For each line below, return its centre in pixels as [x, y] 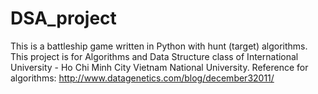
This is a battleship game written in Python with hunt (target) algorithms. [159, 46]
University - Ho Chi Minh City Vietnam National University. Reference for [159, 67]
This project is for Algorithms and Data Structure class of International [154, 56]
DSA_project [63, 18]
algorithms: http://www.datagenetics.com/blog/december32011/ [142, 78]
